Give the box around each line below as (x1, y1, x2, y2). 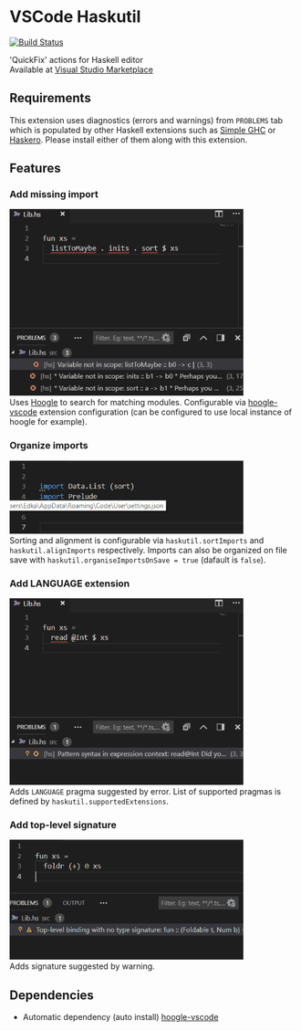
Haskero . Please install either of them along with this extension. (9, 134, 248, 145)
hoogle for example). (9, 416, 88, 427)
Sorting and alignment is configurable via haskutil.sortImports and (9, 534, 265, 545)
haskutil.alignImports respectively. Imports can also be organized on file (9, 544, 287, 555)
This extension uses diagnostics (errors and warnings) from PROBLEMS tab (9, 114, 284, 125)
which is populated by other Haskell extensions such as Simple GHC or (9, 124, 276, 135)
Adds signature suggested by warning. (9, 961, 155, 972)
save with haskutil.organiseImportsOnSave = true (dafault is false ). (9, 554, 266, 565)
